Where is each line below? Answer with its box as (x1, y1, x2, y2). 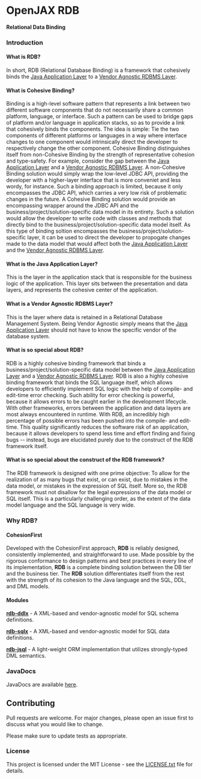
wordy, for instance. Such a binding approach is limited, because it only (6, 183, 183, 190)
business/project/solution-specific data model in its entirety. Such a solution (6, 208, 195, 216)
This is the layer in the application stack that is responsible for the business (6, 273, 192, 281)
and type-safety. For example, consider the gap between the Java (6, 157, 170, 165)
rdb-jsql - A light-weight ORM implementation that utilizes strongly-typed (6, 646, 188, 653)
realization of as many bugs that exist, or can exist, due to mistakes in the (6, 476, 188, 483)
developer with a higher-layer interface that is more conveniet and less (6, 176, 181, 184)
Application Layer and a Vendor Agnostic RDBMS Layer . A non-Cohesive (6, 164, 186, 171)
